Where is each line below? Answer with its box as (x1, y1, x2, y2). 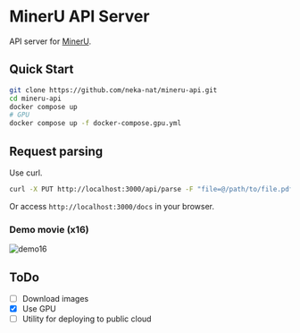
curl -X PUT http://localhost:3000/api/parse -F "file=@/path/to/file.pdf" (9, 184, 297, 193)
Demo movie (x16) (9, 223, 89, 235)
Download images (21, 293, 89, 303)
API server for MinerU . (9, 36, 92, 47)
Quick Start (9, 62, 74, 77)
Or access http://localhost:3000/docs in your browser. (9, 201, 214, 211)
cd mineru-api (9, 94, 62, 103)
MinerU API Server (9, 6, 150, 27)
